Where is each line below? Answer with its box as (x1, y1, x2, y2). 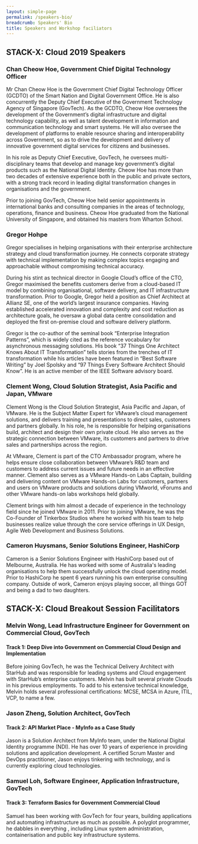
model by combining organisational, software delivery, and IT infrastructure (6, 287, 190, 294)
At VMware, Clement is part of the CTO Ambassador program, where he (6, 453, 181, 460)
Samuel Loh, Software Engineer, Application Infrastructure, (6, 777, 180, 785)
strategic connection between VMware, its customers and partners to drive (6, 435, 189, 442)
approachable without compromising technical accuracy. (6, 263, 145, 270)
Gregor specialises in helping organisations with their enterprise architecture (6, 244, 193, 251)
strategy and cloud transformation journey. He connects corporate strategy (6, 250, 190, 258)
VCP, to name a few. (6, 694, 55, 702)
